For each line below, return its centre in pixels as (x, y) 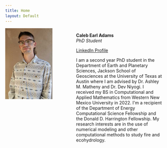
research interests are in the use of (112, 124)
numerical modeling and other (107, 129)
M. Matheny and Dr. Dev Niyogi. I (110, 87)
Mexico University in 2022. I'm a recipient (119, 102)
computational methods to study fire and (118, 134)
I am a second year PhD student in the (115, 60)
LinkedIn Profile (92, 50)
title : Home (17, 11)
